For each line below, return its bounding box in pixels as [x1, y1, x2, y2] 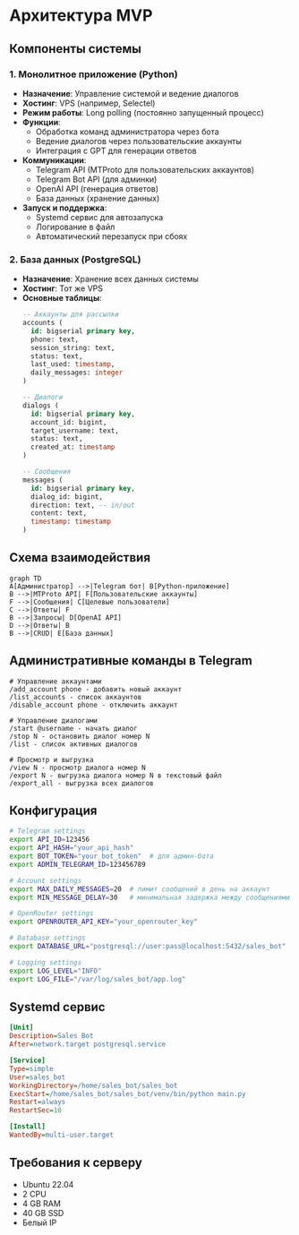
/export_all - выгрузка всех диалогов [9, 778, 154, 788]
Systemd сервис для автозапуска [35, 211, 164, 222]
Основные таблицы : [21, 293, 103, 304]
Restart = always [9, 1098, 66, 1107]
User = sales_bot [9, 1072, 66, 1082]
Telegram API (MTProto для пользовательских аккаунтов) [35, 164, 255, 175]
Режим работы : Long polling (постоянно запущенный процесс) [21, 107, 264, 117]
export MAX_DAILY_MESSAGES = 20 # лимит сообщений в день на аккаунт [9, 884, 270, 894]
